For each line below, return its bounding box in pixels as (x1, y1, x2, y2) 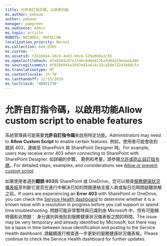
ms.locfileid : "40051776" (5, 81, 59, 86)
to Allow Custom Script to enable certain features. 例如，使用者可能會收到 (5, 138, 158, 144)
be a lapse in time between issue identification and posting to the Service (5, 224, 156, 230)
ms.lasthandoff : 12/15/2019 (5, 77, 64, 82)
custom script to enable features (5, 115, 143, 126)
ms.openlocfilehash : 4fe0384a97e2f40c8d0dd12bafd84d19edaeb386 (5, 58, 139, 63)
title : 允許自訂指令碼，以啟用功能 (5, 7, 69, 12)
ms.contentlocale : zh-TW (5, 72, 57, 77)
